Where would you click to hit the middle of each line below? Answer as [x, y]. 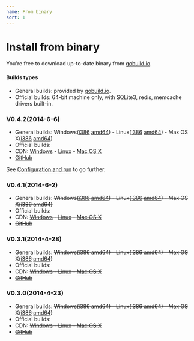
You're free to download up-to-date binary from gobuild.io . [79, 64]
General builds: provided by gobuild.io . [63, 91]
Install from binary [53, 47]
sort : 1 [16, 17]
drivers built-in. [34, 103]
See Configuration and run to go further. [56, 169]
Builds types [22, 77]
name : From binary [29, 12]
